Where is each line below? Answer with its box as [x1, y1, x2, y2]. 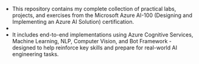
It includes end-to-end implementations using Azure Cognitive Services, [12, 31, 194, 38]
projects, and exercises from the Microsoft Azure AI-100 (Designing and [12, 12, 193, 19]
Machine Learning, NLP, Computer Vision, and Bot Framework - [12, 38, 172, 44]
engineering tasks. [12, 51, 59, 57]
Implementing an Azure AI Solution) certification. [12, 18, 134, 25]
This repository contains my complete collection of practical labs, [12, 5, 176, 12]
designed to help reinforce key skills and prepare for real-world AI [12, 44, 178, 51]
